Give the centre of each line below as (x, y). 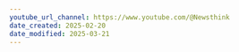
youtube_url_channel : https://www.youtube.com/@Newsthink (119, 17)
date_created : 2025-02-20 (57, 26)
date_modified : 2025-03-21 (60, 33)
